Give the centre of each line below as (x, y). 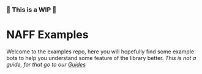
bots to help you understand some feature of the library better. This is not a (101, 58)
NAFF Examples (47, 35)
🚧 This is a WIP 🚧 (32, 10)
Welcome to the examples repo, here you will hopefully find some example (100, 52)
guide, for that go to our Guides (46, 64)
